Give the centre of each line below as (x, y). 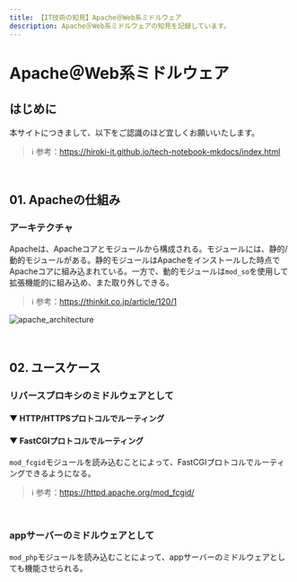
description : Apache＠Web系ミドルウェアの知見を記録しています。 (120, 26)
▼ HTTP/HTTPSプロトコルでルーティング (87, 419)
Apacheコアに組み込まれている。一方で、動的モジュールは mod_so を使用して (149, 271)
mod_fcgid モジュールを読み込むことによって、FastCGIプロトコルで (131, 463)
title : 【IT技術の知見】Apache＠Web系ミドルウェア (96, 18)
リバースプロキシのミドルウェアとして (92, 395)
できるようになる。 (60, 473)
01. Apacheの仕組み (65, 200)
